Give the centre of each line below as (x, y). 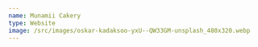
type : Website (32, 23)
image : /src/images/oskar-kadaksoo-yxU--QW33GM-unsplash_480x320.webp (129, 30)
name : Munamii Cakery (45, 16)
